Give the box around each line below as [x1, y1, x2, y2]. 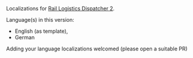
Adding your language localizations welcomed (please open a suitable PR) [6, 45, 188, 52]
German [14, 34, 35, 40]
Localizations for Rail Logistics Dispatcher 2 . [6, 5, 115, 12]
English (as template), [14, 28, 68, 35]
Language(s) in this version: [6, 16, 74, 23]
